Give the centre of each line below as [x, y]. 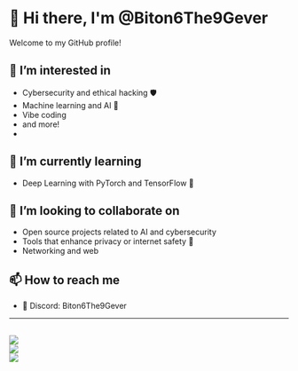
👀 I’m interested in [60, 71]
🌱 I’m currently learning [75, 162]
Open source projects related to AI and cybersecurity [119, 232]
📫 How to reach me [65, 280]
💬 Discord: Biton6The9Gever [74, 306]
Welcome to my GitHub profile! [65, 43]
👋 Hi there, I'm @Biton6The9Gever [139, 18]
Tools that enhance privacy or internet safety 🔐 [108, 241]
